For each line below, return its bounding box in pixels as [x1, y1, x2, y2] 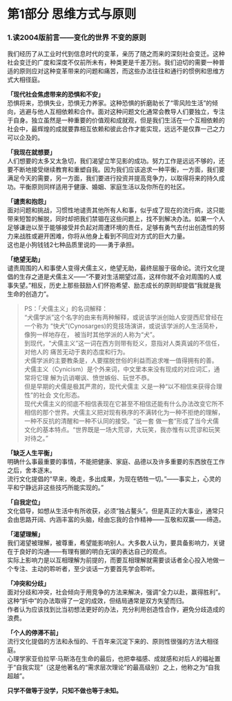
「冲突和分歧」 [7, 579, 50, 588]
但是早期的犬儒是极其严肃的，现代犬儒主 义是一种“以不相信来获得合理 [23, 382, 222, 391]
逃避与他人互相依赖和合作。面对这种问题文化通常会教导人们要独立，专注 [19, 108, 225, 116]
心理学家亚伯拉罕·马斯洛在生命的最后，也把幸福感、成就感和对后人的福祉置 [7, 655, 221, 663]
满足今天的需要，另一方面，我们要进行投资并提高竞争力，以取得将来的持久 [7, 174, 219, 183]
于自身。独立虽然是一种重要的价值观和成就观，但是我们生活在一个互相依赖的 [7, 116, 225, 124]
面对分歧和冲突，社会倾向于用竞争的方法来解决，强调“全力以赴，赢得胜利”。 [7, 588, 224, 597]
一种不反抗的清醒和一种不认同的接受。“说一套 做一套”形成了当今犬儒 [23, 417, 220, 425]
